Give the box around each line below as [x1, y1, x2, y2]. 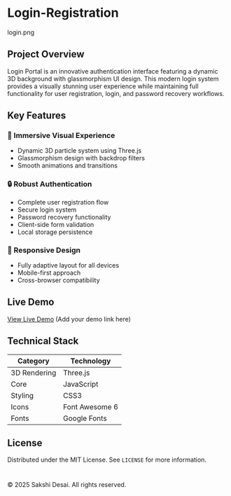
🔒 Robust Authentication [7, 179, 92, 189]
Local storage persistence [17, 228, 93, 236]
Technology [70, 356, 111, 366]
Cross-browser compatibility [17, 276, 100, 284]
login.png [7, 28, 35, 36]
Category [17, 356, 50, 366]
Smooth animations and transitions [17, 161, 118, 170]
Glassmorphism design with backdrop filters [17, 154, 146, 163]
